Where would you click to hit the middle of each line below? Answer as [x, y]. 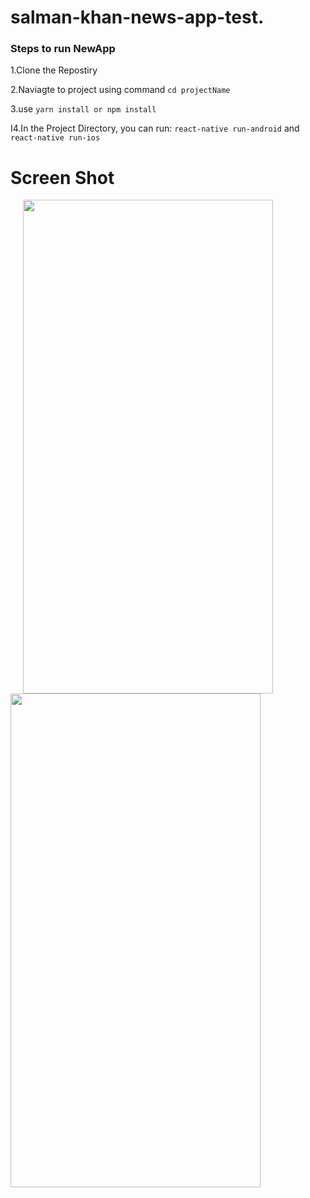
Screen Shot [62, 177]
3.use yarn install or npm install [83, 109]
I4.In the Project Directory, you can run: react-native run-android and [155, 128]
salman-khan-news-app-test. [137, 17]
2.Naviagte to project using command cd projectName [120, 90]
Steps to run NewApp [63, 49]
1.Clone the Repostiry [54, 70]
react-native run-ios [55, 138]
